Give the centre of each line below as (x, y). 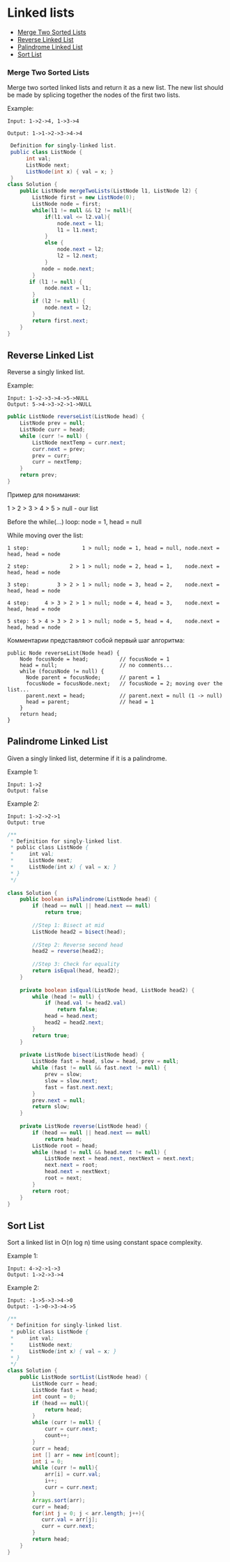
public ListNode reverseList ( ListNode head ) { (76, 417)
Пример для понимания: (44, 495)
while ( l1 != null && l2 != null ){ (82, 210)
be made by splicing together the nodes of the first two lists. (94, 95)
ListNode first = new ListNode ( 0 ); (84, 198)
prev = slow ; (63, 1075)
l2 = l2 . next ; (77, 256)
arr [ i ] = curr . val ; (72, 1475)
